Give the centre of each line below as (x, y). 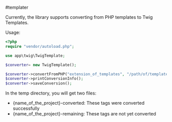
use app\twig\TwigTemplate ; (35, 55)
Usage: (13, 32)
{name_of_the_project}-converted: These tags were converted (79, 103)
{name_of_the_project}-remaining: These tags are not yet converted (84, 114)
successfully (26, 108)
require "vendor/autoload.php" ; (40, 46)
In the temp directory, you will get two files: (51, 93)
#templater (17, 7)
